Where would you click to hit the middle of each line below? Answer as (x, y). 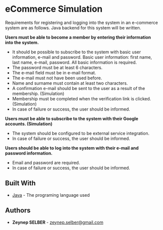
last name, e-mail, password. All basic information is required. (74, 62)
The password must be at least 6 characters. (57, 68)
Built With (20, 183)
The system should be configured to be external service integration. (81, 133)
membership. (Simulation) (38, 93)
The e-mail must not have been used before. (57, 78)
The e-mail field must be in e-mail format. (54, 72)
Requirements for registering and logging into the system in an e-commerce (81, 23)
